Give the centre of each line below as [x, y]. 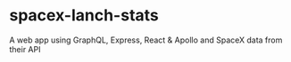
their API [25, 49]
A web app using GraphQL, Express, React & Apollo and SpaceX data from [146, 40]
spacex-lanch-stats [84, 15]
